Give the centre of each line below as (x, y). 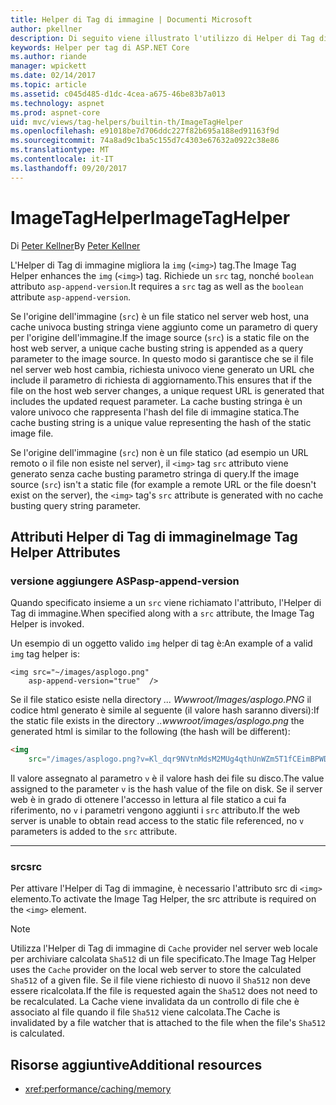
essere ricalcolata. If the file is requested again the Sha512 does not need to (164, 991)
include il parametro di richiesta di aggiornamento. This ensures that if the (161, 380)
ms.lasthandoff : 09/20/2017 (69, 168)
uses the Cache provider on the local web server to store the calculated (156, 970)
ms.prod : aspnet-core (55, 112)
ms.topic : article (48, 85)
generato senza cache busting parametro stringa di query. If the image (155, 473)
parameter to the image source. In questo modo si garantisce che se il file (162, 358)
